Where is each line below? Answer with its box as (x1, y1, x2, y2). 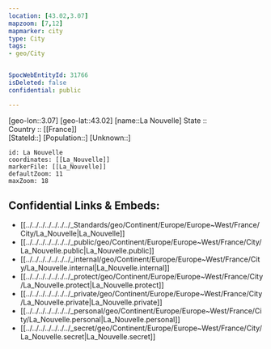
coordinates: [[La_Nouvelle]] (8, 155, 111, 164)
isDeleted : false (8, 79, 67, 87)
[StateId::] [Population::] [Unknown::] (8, 133, 131, 143)
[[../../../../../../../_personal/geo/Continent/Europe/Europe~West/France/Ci (19, 306, 262, 316)
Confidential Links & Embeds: (8, 199, 160, 213)
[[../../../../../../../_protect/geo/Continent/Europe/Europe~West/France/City (19, 272, 264, 282)
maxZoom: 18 (8, 177, 49, 185)
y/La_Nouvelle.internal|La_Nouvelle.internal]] (19, 263, 170, 273)
